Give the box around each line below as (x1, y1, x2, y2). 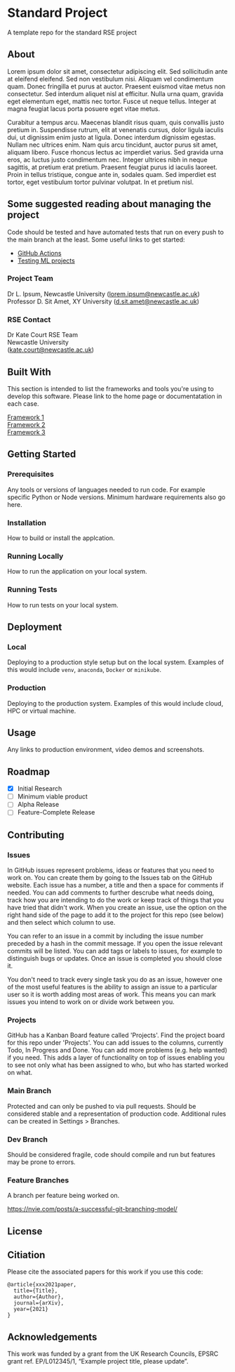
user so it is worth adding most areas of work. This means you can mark (7, 990, 216, 998)
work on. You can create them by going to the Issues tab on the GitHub (7, 873, 213, 882)
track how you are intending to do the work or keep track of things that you (7, 896, 224, 904)
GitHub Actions (17, 249, 62, 257)
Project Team (7, 274, 54, 284)
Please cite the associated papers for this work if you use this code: (7, 1267, 203, 1276)
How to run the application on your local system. (7, 567, 147, 576)
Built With (7, 366, 51, 378)
